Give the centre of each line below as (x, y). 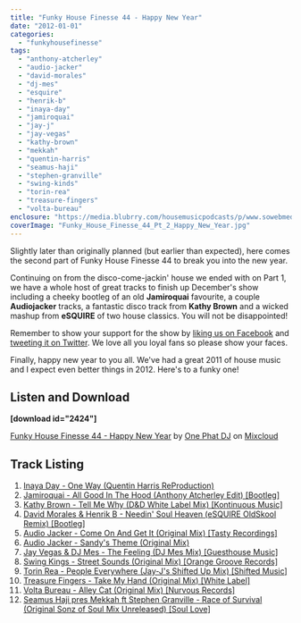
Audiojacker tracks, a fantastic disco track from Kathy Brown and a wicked (150, 306)
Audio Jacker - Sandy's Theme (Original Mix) (106, 543)
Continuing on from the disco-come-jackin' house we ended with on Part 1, (148, 277)
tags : (20, 51)
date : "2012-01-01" (46, 26)
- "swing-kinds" (48, 184)
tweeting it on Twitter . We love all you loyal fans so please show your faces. (149, 342)
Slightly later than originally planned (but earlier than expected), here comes (150, 250)
